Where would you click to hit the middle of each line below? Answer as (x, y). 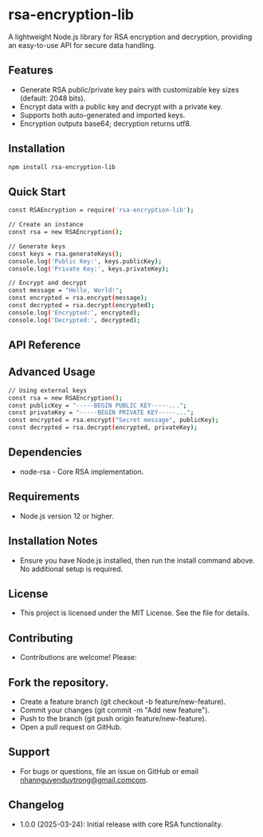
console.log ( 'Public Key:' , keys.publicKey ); (85, 261)
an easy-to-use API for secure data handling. (82, 45)
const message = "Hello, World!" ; (66, 290)
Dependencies (45, 452)
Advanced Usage (52, 372)
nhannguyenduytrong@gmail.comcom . (84, 780)
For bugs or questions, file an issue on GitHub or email (109, 771)
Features (31, 71)
